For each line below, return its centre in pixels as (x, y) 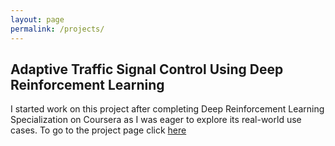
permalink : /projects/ (57, 29)
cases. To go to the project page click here (98, 130)
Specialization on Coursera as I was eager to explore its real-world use (156, 120)
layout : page (37, 19)
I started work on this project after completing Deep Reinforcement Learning (167, 109)
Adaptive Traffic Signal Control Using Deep (147, 69)
